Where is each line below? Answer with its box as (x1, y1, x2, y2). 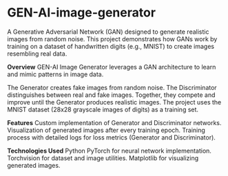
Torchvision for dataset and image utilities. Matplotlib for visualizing (7, 153, 199, 162)
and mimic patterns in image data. (7, 70, 104, 78)
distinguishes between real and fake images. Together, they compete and (7, 91, 216, 99)
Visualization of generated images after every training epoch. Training (7, 126, 205, 134)
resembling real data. (7, 49, 68, 58)
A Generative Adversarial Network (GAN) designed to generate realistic (7, 27, 209, 36)
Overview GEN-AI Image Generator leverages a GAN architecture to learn (7, 63, 216, 71)
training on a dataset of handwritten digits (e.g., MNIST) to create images (7, 42, 215, 50)
